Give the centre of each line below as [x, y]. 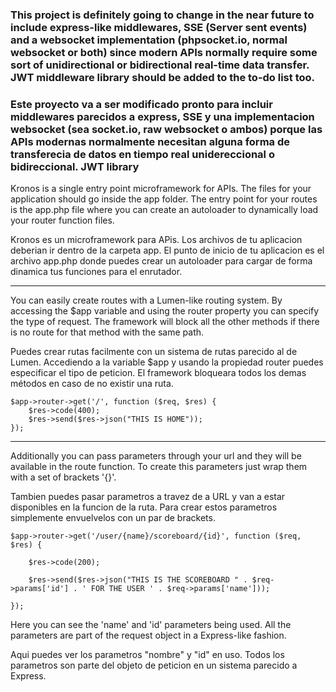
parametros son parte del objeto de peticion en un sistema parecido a [154, 665]
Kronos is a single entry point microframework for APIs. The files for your [161, 189]
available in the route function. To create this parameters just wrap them [159, 467]
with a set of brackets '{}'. [63, 477]
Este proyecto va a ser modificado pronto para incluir [141, 104]
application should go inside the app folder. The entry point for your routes [164, 199]
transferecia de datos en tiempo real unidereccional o [142, 154]
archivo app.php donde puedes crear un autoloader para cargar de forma [161, 261]
